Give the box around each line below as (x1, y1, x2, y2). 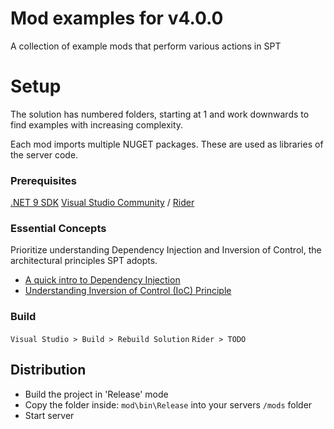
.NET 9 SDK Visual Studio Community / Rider (10, 197, 195, 209)
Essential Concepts (10, 222, 107, 236)
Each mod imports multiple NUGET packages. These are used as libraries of (10, 138, 324, 150)
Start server (24, 409, 75, 421)
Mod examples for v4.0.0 (10, 7, 224, 30)
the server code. (10, 148, 79, 161)
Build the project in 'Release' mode (24, 388, 169, 400)
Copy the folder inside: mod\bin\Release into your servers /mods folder (24, 398, 313, 411)
